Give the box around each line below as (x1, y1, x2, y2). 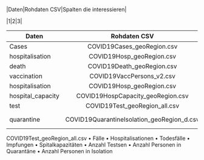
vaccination (9, 72, 42, 80)
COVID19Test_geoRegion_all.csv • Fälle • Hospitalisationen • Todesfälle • (6, 134, 190, 142)
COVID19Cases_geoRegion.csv (87, 43, 178, 50)
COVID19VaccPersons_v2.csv (89, 72, 176, 80)
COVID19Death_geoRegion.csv (87, 62, 177, 70)
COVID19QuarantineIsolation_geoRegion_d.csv (65, 116, 200, 123)
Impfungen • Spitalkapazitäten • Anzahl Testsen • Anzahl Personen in (6, 141, 182, 148)
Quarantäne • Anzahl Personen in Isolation (6, 148, 113, 155)
